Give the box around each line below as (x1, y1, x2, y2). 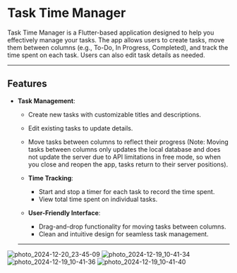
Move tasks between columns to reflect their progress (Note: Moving (28, 138, 229, 146)
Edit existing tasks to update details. (28, 123, 133, 132)
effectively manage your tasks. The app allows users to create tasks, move (7, 35, 225, 44)
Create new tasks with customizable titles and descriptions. (28, 110, 202, 119)
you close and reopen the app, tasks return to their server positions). (28, 160, 229, 169)
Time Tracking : (28, 174, 74, 182)
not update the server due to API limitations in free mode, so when (28, 152, 221, 161)
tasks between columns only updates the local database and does (28, 145, 221, 153)
